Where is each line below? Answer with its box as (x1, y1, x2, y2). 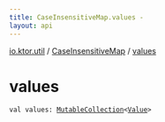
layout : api (9, 21, 53, 30)
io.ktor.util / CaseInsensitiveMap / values (9, 45, 157, 56)
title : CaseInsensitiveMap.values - (9, 12, 144, 22)
